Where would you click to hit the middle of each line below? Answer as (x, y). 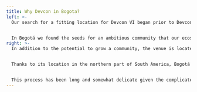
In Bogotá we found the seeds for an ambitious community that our (96, 38)
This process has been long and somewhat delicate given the (88, 80)
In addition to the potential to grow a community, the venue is (93, 49)
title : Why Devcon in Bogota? (43, 11)
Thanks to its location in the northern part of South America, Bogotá (101, 65)
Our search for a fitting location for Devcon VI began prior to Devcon (102, 22)
